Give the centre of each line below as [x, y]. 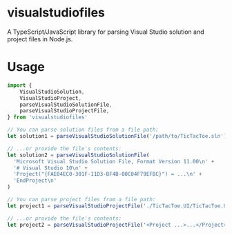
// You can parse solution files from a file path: [83, 130]
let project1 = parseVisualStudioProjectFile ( [75, 206]
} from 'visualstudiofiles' [48, 118]
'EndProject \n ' [35, 181]
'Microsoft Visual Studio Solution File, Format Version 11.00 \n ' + [114, 161]
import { [20, 85]
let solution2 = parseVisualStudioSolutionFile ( [78, 155]
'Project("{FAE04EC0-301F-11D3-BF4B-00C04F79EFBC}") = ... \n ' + [108, 174]
